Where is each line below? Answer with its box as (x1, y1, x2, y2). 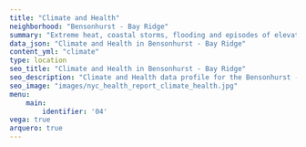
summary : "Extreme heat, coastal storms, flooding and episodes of (9, 30, 271, 39)
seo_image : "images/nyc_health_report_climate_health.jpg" (9, 81, 239, 90)
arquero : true (9, 124, 64, 133)
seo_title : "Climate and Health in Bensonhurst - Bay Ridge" (9, 65, 247, 74)
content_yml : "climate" (9, 47, 100, 57)
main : (25, 98, 47, 108)
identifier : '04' (42, 107, 107, 116)
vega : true (9, 115, 51, 124)
